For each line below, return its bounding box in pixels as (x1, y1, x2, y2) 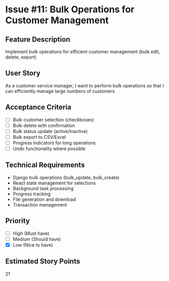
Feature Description (5, 35, 70, 44)
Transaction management (12, 201, 67, 208)
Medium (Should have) (12, 236, 61, 242)
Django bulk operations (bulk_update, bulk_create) (12, 174, 120, 180)
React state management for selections (12, 180, 96, 186)
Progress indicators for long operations (12, 140, 96, 146)
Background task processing (12, 185, 73, 191)
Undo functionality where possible (12, 145, 86, 152)
